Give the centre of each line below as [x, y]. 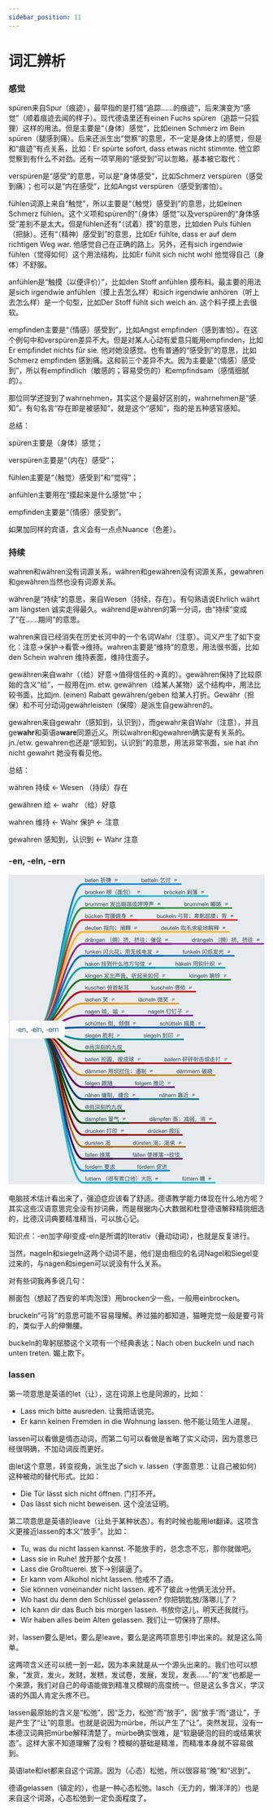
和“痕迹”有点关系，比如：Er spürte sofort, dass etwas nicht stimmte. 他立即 [134, 149]
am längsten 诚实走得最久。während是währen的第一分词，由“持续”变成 [128, 609]
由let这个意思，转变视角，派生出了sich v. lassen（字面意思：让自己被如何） [135, 1465]
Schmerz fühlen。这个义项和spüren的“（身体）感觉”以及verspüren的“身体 [131, 214]
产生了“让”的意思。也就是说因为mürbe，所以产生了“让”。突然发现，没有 [136, 1722]
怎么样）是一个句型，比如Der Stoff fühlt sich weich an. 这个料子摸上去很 [136, 302]
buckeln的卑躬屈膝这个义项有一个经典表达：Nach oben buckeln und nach [131, 1343]
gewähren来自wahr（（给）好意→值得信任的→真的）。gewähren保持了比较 [132, 674]
